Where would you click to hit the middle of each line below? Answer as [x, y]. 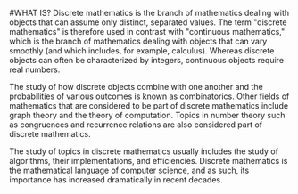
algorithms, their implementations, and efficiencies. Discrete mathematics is [149, 161]
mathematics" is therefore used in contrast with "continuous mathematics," [147, 32]
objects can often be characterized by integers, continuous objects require [146, 60]
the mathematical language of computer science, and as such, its [129, 170]
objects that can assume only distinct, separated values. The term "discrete [148, 22]
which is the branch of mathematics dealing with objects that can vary [138, 41]
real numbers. [35, 69]
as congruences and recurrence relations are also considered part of [136, 125]
